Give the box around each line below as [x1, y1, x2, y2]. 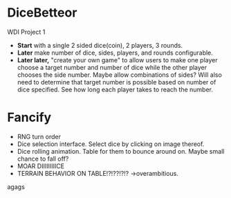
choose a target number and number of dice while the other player [17, 63, 207, 71]
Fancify [7, 109, 52, 125]
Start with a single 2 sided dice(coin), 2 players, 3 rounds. [17, 41, 183, 49]
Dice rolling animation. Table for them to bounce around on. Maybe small [17, 147, 225, 155]
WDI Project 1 [7, 28, 46, 36]
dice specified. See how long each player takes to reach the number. [17, 85, 213, 93]
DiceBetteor [7, 5, 77, 21]
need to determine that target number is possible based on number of [17, 78, 216, 86]
